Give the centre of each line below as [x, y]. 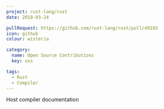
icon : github [22, 33]
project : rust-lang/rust [37, 12]
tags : [13, 71]
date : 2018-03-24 [28, 17]
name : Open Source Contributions [53, 55]
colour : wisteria [28, 39]
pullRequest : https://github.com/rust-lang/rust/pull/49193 [82, 28]
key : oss [22, 61]
